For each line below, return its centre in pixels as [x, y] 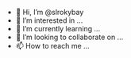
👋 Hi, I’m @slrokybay [50, 12]
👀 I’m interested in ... [49, 20]
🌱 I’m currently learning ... [58, 29]
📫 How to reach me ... [52, 46]
